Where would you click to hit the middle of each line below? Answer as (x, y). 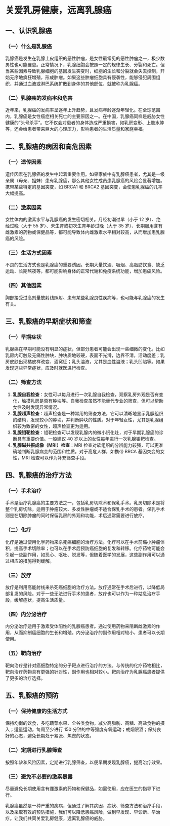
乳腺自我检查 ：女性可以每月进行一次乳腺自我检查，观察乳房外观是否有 (86, 394)
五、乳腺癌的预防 (32, 695)
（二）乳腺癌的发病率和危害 (39, 98)
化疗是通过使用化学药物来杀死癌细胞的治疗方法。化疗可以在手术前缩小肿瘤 (83, 542)
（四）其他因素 (24, 286)
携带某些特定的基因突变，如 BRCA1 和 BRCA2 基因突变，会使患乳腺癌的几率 (84, 187)
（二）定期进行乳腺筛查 (34, 750)
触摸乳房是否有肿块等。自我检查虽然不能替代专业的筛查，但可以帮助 (92, 401)
